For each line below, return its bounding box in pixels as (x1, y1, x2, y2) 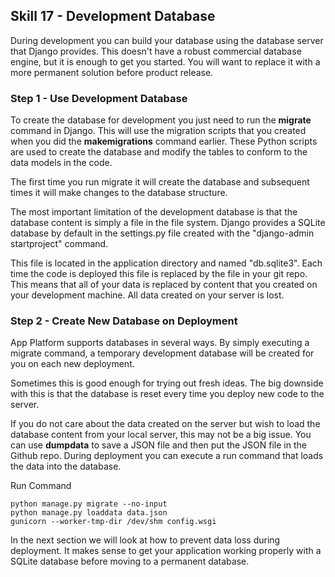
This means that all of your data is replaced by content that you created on (10, 279, 318, 291)
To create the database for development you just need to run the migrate (10, 114, 312, 126)
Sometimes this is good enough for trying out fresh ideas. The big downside (10, 377, 324, 389)
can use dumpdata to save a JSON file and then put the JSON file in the (10, 439, 307, 451)
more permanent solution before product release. (10, 66, 214, 78)
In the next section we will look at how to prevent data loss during (10, 534, 281, 546)
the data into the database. (10, 460, 122, 473)
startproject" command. (10, 238, 109, 250)
